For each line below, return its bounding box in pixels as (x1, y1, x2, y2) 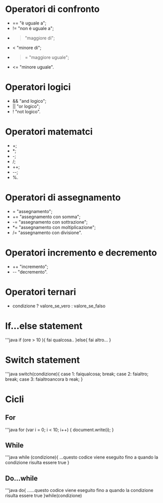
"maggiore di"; (24, 35, 55, 41)
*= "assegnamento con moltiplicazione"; (12, 224, 96, 230)
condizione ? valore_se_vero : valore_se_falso (12, 303, 106, 309)
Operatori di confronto (5, 3, 100, 15)
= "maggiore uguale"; (24, 54, 69, 60)
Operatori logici (5, 81, 71, 93)
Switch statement (5, 354, 80, 365)
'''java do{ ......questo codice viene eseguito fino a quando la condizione (5, 488, 154, 494)
